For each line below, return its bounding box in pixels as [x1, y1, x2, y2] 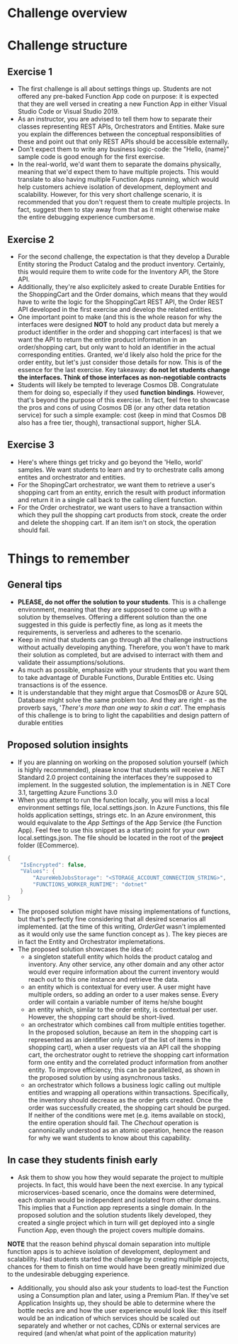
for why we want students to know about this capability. [28, 1133, 191, 1142]
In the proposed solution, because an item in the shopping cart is [28, 1028, 218, 1036]
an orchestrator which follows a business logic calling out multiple [28, 1080, 221, 1089]
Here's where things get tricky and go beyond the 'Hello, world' [17, 457, 203, 466]
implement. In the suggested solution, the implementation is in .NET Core [17, 780, 231, 789]
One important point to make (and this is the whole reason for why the [17, 313, 222, 321]
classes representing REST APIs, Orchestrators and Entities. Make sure [17, 122, 225, 131]
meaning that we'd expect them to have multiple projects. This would [17, 168, 220, 176]
